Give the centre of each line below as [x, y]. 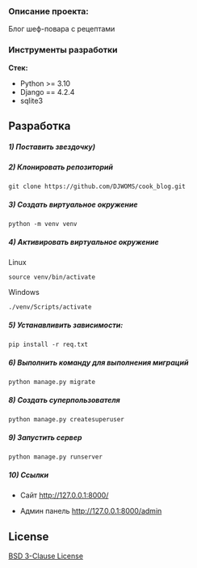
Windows [24, 293]
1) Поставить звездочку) [52, 147]
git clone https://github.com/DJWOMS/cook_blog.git [97, 187]
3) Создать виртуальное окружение [73, 204]
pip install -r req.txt [48, 345]
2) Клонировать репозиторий [61, 167]
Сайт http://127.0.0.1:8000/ [64, 495]
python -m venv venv [43, 224]
